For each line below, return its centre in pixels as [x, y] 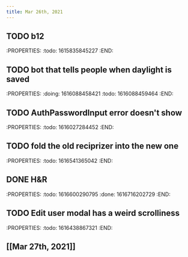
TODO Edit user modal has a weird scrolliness [93, 213]
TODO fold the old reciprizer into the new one [92, 146]
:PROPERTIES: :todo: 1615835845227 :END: [60, 51]
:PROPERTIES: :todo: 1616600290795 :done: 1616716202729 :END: [89, 194]
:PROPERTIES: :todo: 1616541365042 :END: [59, 160]
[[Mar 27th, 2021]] [41, 246]
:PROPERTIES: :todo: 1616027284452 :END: [60, 127]
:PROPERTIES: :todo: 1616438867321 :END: [59, 227]
